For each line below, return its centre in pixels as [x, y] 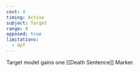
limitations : [23, 40]
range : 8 [17, 28]
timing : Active [25, 17]
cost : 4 [16, 12]
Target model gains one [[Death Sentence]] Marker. [70, 62]
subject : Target [27, 23]
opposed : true [24, 34]
